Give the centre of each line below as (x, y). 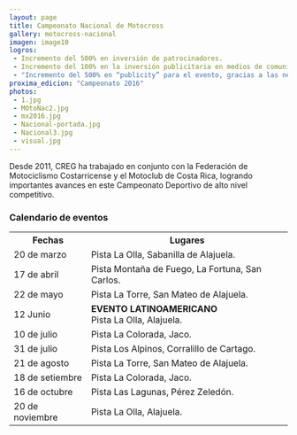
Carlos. (106, 280)
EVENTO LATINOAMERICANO (155, 309)
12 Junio (32, 315)
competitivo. (32, 194)
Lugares (187, 240)
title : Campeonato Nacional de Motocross (87, 26)
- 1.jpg (27, 100)
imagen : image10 (39, 42)
